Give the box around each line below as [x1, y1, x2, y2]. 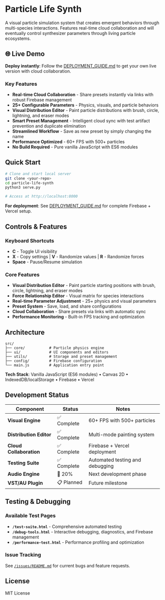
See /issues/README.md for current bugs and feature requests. [5, 563, 130, 568]
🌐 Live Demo [5, 50, 45, 58]
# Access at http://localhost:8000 [5, 194, 78, 199]
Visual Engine [7, 417, 41, 424]
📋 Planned [57, 479, 82, 486]
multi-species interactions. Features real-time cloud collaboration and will [5, 25, 154, 31]
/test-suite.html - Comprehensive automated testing [12, 524, 122, 529]
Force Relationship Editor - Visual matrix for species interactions [12, 293, 144, 299]
